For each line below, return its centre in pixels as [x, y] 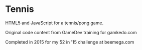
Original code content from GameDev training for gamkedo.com [71, 32]
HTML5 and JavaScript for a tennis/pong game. [54, 23]
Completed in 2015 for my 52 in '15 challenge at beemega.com [70, 42]
